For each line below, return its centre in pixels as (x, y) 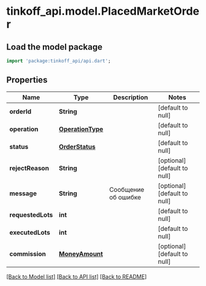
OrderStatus (78, 146)
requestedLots (31, 214)
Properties (27, 80)
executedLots (30, 232)
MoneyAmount (81, 254)
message (23, 193)
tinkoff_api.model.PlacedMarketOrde (103, 11)
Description (131, 97)
